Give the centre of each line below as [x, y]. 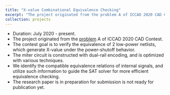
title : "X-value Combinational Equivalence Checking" [63, 10]
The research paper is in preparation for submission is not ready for [83, 82]
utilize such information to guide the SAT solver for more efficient [80, 71]
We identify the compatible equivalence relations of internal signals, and [88, 66]
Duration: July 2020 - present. [44, 34]
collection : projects [28, 19]
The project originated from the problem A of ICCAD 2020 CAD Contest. [88, 39]
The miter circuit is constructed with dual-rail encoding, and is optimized [88, 55]
